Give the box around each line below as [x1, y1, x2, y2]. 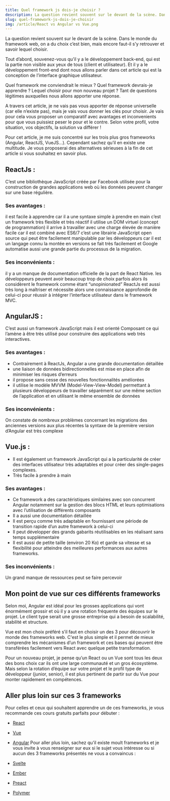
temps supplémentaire [12, 534, 60, 540]
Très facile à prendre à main [12, 472, 71, 478]
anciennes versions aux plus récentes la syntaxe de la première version [5, 423, 154, 429]
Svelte [12, 760, 26, 766]
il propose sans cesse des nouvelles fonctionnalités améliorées [12, 376, 145, 382]
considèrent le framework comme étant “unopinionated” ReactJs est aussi [5, 281, 160, 287]
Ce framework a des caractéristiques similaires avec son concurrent [12, 496, 155, 503]
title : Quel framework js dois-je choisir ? [5, 7, 101, 13]
